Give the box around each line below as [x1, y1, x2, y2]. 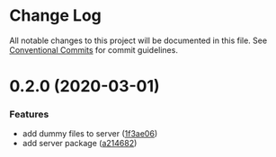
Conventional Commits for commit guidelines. [9, 44, 178, 55]
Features [9, 109, 49, 121]
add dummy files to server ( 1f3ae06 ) [22, 128, 158, 139]
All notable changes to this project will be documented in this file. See [9, 35, 268, 46]
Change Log [9, 5, 102, 26]
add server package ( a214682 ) [22, 138, 138, 149]
